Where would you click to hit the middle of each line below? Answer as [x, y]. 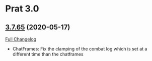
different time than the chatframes [48, 54]
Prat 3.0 [22, 9]
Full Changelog [21, 39]
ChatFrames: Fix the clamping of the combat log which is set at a [80, 49]
